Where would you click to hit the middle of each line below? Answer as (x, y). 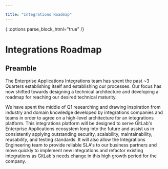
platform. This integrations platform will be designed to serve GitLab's (79, 123)
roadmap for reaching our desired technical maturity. (61, 97)
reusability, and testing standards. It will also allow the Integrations (76, 139)
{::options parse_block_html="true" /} (45, 29)
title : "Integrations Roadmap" (39, 14)
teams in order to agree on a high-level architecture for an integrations (80, 117)
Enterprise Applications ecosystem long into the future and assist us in (80, 129)
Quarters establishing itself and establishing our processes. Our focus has (83, 86)
